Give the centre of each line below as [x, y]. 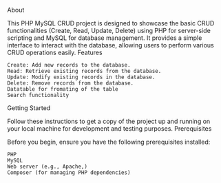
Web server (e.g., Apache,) [48, 166]
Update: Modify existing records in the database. [81, 77]
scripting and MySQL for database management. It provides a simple [105, 38]
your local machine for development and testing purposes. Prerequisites [109, 129]
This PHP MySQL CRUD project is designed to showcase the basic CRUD [111, 23]
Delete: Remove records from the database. [71, 83]
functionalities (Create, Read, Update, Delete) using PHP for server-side [109, 31]
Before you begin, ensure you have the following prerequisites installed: [109, 142]
